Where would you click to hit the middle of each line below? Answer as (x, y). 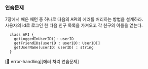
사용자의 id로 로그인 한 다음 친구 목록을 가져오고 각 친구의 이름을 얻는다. (74, 25)
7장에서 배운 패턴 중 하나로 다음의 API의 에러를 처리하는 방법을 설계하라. (74, 19)
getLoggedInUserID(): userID (44, 39)
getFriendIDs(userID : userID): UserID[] (57, 43)
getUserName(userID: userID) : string (54, 47)
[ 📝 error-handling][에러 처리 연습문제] (42, 62)
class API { (22, 35)
